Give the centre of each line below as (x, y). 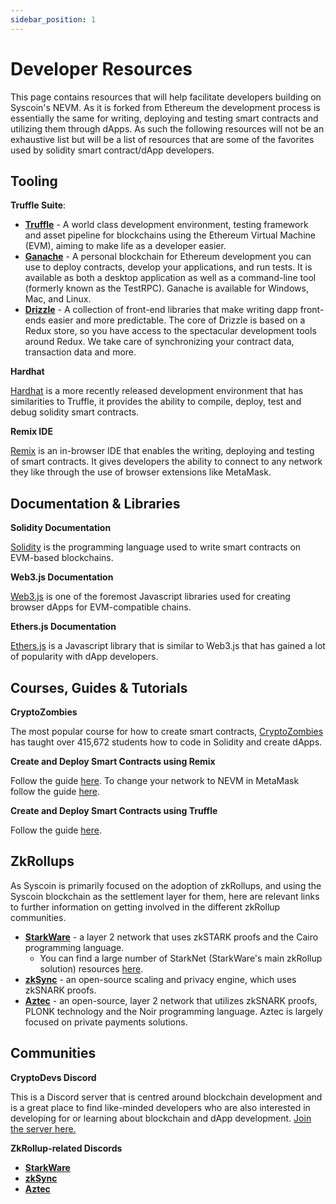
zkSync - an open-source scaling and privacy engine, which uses (160, 979)
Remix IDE (31, 432)
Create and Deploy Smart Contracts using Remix (113, 761)
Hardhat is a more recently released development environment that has (157, 391)
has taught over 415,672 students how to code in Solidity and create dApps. (166, 742)
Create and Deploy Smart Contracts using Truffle (114, 810)
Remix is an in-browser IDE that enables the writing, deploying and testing (162, 451)
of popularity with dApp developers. (84, 657)
